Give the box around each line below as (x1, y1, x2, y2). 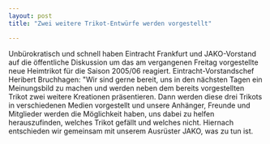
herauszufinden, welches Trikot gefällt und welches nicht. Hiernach (8, 117, 234, 127)
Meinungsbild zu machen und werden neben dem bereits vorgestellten (8, 83, 245, 93)
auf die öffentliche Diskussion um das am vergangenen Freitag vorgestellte (8, 57, 259, 67)
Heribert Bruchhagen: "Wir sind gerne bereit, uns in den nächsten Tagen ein (8, 74, 263, 84)
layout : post (8, 11, 53, 20)
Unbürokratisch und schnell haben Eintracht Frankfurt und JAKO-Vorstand (8, 49, 257, 58)
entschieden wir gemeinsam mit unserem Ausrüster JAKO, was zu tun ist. (8, 126, 254, 136)
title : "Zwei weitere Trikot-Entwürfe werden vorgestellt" (8, 19, 212, 28)
